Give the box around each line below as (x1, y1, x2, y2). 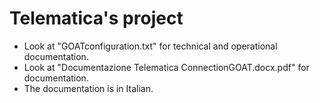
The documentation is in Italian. (23, 82, 154, 94)
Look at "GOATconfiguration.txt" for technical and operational (23, 40, 278, 52)
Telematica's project (9, 7, 184, 30)
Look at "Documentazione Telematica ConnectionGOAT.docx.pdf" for (23, 61, 310, 73)
